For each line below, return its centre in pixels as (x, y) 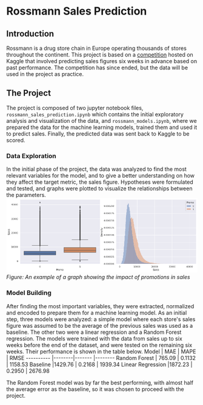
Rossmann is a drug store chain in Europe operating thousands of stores (96, 48)
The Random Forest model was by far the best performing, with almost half (100, 382)
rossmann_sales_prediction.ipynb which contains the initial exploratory (95, 114)
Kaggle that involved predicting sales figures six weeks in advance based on (102, 61)
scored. (16, 140)
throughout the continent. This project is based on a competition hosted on (100, 55)
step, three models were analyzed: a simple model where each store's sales (101, 319)
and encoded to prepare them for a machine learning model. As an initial (97, 313)
